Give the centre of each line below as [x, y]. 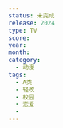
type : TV [23, 30]
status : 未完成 [31, 16]
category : [25, 60]
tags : [17, 75]
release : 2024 [32, 23]
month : [19, 52]
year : [17, 45]
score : [19, 38]
